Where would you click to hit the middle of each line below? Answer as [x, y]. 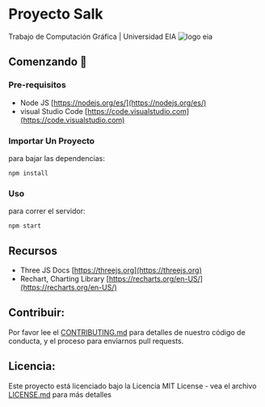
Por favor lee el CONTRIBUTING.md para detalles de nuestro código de [127, 332]
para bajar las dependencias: [57, 158]
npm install [28, 173]
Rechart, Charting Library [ [64, 279]
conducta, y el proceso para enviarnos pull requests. [96, 341]
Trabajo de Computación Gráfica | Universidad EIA [92, 36]
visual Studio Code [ [54, 111]
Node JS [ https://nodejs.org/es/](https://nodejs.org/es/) [113, 103]
